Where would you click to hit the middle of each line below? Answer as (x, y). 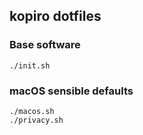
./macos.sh (32, 111)
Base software (45, 45)
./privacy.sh (36, 120)
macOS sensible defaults (71, 91)
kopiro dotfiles (55, 16)
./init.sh (30, 65)
